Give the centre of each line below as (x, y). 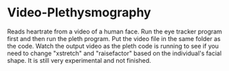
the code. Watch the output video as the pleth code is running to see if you (113, 46)
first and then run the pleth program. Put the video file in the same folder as (114, 38)
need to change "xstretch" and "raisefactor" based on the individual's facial (115, 53)
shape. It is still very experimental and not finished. (79, 60)
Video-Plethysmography (79, 13)
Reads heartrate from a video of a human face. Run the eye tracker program (115, 31)
